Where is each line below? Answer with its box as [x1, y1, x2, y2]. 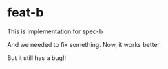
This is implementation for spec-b [7, 27, 103, 36]
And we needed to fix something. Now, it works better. [7, 40, 162, 49]
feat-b [7, 5, 44, 20]
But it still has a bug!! [7, 53, 67, 62]
